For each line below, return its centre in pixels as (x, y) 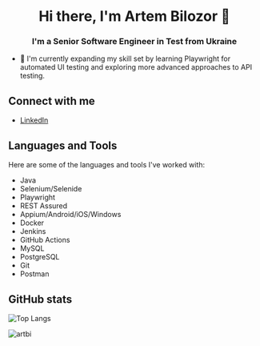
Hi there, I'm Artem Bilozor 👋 (134, 16)
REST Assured (44, 206)
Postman (34, 274)
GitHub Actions (45, 240)
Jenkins (33, 231)
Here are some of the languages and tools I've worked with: (107, 165)
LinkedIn (34, 120)
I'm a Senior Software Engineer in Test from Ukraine (134, 42)
